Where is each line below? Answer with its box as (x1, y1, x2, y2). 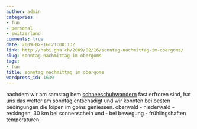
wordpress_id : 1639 (6, 75, 54, 80)
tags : (6, 58, 20, 64)
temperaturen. (6, 116, 41, 123)
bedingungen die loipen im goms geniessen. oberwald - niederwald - (6, 104, 175, 111)
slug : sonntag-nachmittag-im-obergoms (6, 53, 102, 59)
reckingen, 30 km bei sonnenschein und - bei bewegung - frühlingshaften (6, 110, 186, 117)
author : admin (6, 8, 41, 15)
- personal (6, 25, 33, 31)
